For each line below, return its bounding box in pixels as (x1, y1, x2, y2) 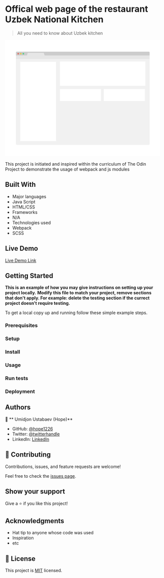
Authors (5, 403, 31, 411)
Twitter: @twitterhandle (12, 431, 60, 437)
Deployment (5, 388, 35, 395)
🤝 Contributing (5, 451, 51, 459)
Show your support (5, 487, 65, 495)
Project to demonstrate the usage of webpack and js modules (5, 166, 130, 172)
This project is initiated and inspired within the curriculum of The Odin (5, 161, 146, 167)
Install (5, 348, 21, 355)
